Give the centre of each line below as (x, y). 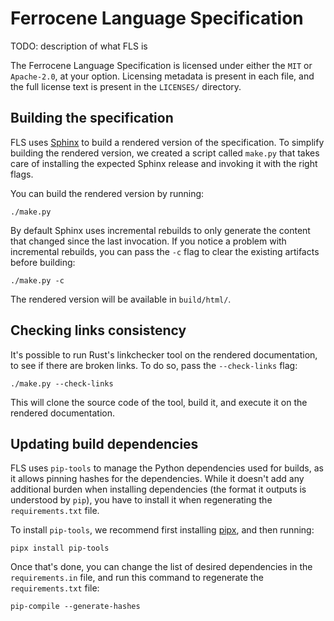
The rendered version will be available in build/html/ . (121, 299)
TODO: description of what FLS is (79, 46)
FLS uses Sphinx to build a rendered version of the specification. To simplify (167, 142)
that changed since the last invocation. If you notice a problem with (148, 241)
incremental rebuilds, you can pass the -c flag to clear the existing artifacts (165, 251)
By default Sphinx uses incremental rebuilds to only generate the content (160, 230)
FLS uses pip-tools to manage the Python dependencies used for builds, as (167, 468)
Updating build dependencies (104, 443)
